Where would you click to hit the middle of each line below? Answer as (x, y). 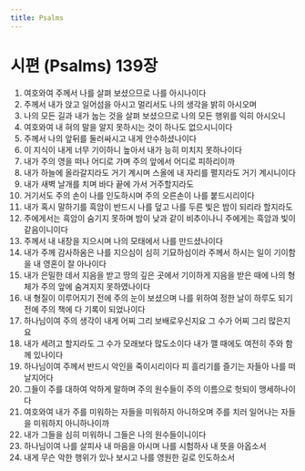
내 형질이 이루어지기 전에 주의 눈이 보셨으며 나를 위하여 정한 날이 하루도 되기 (158, 298)
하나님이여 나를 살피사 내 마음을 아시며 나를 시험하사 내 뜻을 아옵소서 (145, 445)
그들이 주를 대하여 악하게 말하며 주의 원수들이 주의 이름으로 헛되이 (140, 389)
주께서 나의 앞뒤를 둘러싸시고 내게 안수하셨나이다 (110, 138)
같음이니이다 (46, 230)
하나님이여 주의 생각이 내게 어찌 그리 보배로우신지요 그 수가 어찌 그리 (145, 321)
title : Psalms (37, 18)
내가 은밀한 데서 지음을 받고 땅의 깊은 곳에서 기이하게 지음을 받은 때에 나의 (154, 275)
